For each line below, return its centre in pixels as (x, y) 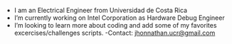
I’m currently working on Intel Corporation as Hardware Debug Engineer (120, 18)
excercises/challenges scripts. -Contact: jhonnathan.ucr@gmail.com (115, 33)
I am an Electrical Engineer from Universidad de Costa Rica (100, 10)
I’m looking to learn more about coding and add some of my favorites (115, 25)
